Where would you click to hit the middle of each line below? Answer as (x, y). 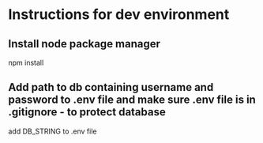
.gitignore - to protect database (87, 112)
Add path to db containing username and (111, 87)
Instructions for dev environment (119, 15)
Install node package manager (84, 44)
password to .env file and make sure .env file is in (132, 100)
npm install (26, 62)
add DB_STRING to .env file (53, 131)
